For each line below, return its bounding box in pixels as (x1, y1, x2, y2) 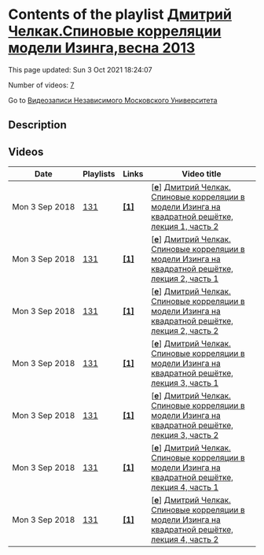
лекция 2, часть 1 (150, 273, 219, 284)
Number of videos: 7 (8, 80, 75, 90)
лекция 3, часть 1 (150, 378, 219, 389)
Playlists (82, 168, 115, 179)
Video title (181, 168, 222, 179)
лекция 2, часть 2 (150, 325, 219, 336)
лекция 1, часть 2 (150, 221, 219, 232)
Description (8, 118, 67, 131)
